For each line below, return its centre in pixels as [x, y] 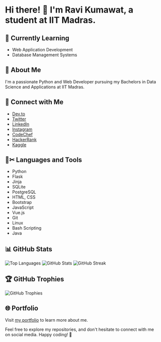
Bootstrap [22, 202]
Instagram [22, 129]
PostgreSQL [24, 192]
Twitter [19, 119]
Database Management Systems [45, 55]
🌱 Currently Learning [37, 38]
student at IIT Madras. [50, 20]
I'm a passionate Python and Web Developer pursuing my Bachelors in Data [80, 81]
